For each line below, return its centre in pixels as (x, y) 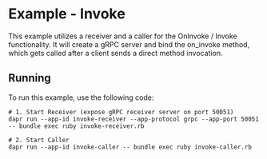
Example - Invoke (67, 14)
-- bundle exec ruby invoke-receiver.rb (77, 126)
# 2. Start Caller (39, 140)
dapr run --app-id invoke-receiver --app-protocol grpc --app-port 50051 (134, 119)
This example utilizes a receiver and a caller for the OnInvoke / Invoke (123, 36)
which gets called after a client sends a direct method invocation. (116, 53)
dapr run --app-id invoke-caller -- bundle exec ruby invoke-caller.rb (130, 147)
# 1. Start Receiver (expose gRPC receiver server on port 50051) (121, 112)
